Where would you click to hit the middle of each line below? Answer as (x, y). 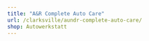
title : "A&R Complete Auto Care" (56, 14)
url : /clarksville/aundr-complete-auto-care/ (74, 20)
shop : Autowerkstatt (37, 26)
